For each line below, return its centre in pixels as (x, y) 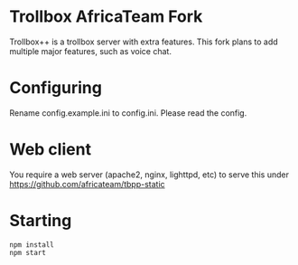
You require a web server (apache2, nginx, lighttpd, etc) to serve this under (149, 175)
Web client (51, 150)
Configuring (56, 88)
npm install (32, 245)
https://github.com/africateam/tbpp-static (87, 184)
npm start (28, 252)
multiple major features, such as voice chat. (90, 51)
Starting (41, 221)
